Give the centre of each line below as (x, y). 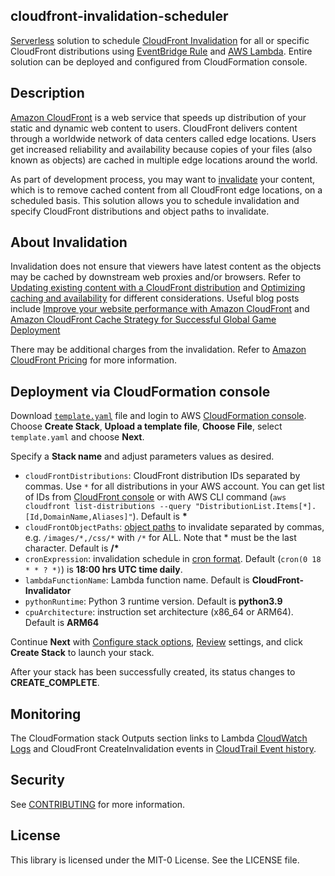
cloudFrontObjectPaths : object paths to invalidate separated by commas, (174, 527)
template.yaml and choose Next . (77, 437)
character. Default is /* (72, 548)
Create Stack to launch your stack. (82, 653)
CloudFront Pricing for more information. (94, 360)
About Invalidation (69, 242)
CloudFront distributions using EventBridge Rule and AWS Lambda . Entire (161, 51)
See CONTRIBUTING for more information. (98, 804)
